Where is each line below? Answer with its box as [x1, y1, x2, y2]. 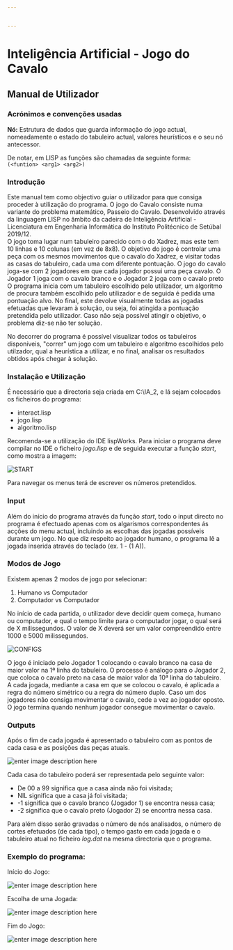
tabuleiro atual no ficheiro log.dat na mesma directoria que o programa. [7, 834, 212, 843]
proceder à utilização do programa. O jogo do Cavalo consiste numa [7, 200, 203, 208]
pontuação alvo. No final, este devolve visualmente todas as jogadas [7, 296, 204, 305]
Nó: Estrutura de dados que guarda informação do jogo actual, [7, 125, 187, 133]
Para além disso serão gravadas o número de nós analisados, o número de [7, 820, 221, 828]
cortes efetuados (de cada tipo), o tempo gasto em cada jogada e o [7, 827, 201, 836]
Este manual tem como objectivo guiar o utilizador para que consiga [7, 192, 202, 201]
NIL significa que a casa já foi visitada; [17, 792, 128, 800]
